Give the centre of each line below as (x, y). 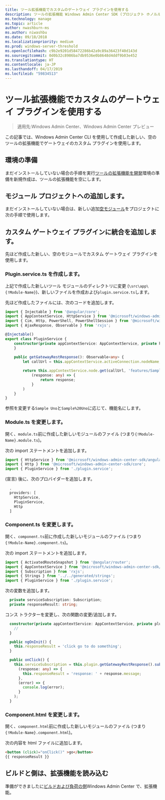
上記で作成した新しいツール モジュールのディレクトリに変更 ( (67, 286)
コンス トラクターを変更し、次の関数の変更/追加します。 (62, 614)
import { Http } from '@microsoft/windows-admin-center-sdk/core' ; (76, 464)
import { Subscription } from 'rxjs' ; (45, 572)
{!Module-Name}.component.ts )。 (38, 543)
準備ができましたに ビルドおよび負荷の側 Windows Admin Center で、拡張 (79, 786)
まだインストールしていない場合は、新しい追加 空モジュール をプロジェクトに (82, 209)
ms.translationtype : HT (29, 60)
